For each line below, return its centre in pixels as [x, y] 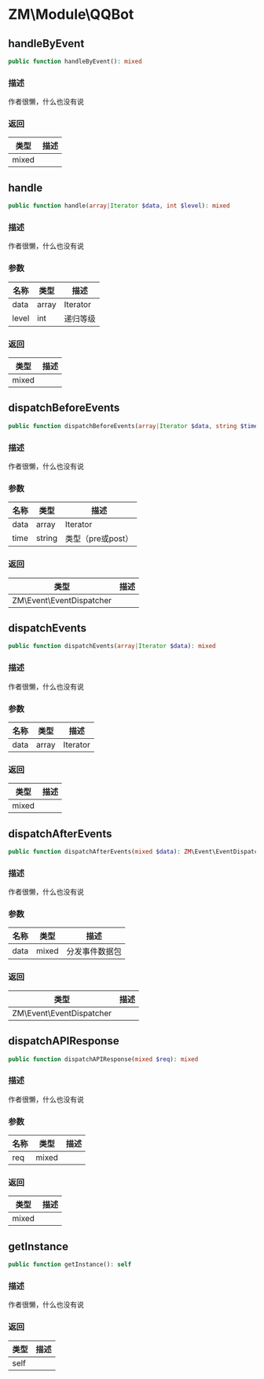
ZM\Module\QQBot [71, 15]
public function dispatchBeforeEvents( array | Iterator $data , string [123, 426]
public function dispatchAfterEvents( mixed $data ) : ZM [100, 852]
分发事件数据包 [94, 952]
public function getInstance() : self [70, 1265]
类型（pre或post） [99, 539]
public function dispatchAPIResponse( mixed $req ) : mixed [103, 1059]
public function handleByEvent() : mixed [75, 61]
